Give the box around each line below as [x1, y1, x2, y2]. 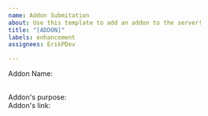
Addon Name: [8, 69, 54, 78]
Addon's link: [8, 101, 51, 111]
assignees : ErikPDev [8, 41, 76, 49]
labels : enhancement [8, 33, 76, 42]
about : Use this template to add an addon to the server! [8, 19, 202, 27]
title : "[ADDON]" [8, 26, 65, 34]
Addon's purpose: [8, 92, 67, 102]
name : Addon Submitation [8, 11, 90, 20]
